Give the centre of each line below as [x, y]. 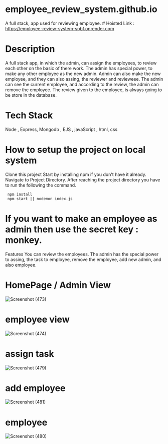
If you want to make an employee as [81, 218]
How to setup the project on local [75, 150]
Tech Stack [29, 116]
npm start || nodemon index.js [40, 199]
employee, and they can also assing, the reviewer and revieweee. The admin [84, 79]
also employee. [21, 265]
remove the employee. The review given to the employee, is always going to [83, 90]
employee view [37, 319]
